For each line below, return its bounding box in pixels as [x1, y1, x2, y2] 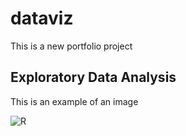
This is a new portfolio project [10, 40, 133, 52]
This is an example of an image [10, 95, 139, 107]
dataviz [10, 7, 74, 30]
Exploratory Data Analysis [10, 69, 177, 86]
